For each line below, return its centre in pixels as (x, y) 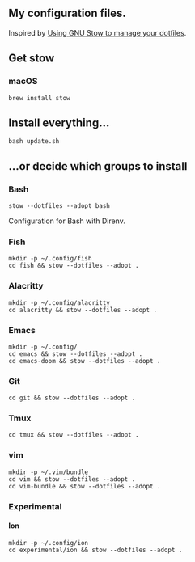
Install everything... (59, 123)
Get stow (32, 59)
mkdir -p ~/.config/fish (50, 259)
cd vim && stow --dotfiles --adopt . (72, 479)
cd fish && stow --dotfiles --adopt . (74, 266)
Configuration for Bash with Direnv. (67, 221)
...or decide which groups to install (98, 166)
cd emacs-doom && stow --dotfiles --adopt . (85, 361)
